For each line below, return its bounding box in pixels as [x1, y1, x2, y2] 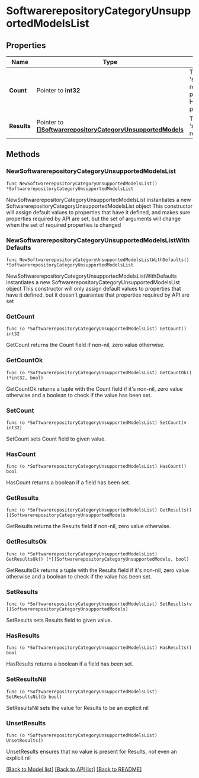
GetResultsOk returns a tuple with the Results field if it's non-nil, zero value [6, 567, 190, 574]
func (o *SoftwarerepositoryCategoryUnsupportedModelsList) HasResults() [6, 645, 192, 651]
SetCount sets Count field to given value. [6, 435, 107, 442]
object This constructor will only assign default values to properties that [6, 285, 182, 292]
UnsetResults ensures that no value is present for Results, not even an [6, 748, 178, 755]
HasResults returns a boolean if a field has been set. [6, 660, 134, 667]
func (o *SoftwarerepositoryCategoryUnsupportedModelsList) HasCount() [6, 464, 187, 470]
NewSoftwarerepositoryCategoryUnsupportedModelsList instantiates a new [6, 196, 191, 203]
